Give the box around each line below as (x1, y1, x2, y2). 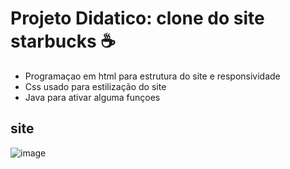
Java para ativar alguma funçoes (24, 91, 161, 103)
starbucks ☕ (10, 30, 117, 53)
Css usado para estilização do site (24, 80, 167, 92)
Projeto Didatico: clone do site (10, 7, 265, 30)
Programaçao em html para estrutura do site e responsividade (24, 70, 281, 82)
